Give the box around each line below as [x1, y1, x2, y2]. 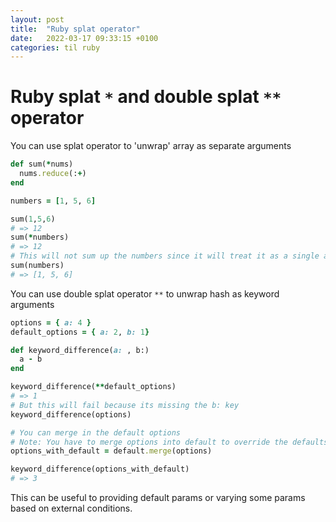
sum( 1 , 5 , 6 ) [10, 214, 56, 224]
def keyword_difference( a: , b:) [10, 345, 150, 355]
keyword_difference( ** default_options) [10, 382, 177, 392]
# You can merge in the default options [10, 427, 182, 438]
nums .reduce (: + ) [19, 169, 87, 179]
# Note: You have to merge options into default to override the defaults [10, 437, 329, 447]
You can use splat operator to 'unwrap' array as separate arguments [10, 140, 292, 152]
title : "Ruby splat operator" [10, 24, 141, 34]
